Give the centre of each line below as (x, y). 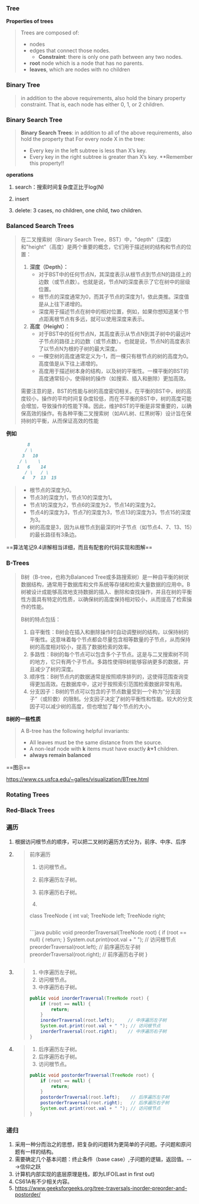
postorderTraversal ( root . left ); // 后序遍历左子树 (105, 1098)
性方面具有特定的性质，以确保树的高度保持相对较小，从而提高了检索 (104, 599)
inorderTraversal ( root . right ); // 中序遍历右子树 (104, 1031)
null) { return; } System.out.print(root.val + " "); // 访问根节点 (103, 939)
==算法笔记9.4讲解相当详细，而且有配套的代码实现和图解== (79, 547)
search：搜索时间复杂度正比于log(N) (59, 187)
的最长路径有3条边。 (54, 535)
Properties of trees (30, 21)
